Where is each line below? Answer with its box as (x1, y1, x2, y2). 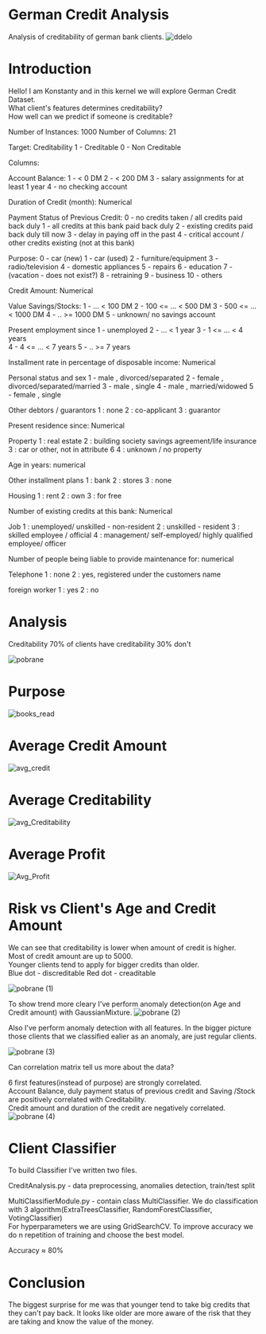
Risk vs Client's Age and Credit (8, 899, 217, 917)
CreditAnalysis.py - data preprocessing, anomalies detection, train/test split (8, 1181, 256, 1191)
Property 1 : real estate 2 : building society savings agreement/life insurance (8, 436, 256, 445)
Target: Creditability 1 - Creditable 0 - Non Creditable (8, 142, 181, 152)
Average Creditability (8, 791, 152, 809)
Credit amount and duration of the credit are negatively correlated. (8, 1103, 226, 1113)
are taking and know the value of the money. (8, 1316, 154, 1327)
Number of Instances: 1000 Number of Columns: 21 (8, 127, 176, 136)
